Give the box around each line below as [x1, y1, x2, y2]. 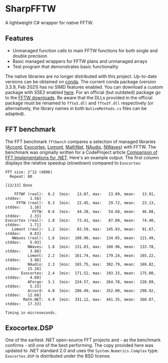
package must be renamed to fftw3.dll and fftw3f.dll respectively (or [5, 100, 154, 106]
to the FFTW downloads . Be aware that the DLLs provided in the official [5, 94, 153, 100]
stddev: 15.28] [5, 266, 42, 271]
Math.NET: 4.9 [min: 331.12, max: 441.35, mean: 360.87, [23, 297, 156, 302]
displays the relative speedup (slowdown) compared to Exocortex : [5, 160, 141, 166]
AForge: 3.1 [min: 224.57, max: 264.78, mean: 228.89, [27, 279, 156, 284]
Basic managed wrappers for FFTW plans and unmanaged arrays [12, 58, 147, 64]
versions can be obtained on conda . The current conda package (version [5, 78, 156, 84]
